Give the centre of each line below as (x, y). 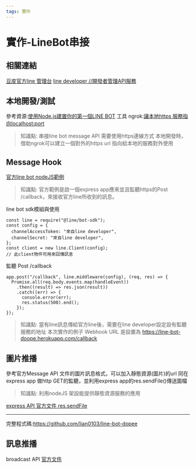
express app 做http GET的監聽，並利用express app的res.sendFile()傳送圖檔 (97, 381)
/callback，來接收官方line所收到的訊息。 (69, 197)
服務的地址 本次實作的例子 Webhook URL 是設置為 (80, 332)
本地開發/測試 (31, 101)
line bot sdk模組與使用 (33, 209)
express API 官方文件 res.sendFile (47, 406)
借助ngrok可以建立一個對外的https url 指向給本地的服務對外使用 (97, 144)
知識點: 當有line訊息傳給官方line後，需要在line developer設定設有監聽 (104, 324)
